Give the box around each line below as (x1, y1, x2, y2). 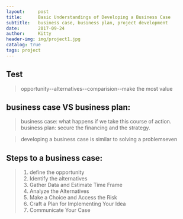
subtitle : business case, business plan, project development (6, 20, 168, 26)
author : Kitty (6, 31, 52, 37)
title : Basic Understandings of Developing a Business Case (6, 14, 171, 20)
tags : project (6, 47, 41, 53)
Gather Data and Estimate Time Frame (29, 182, 123, 189)
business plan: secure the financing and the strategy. (20, 124, 150, 131)
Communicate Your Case (29, 207, 91, 214)
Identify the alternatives (29, 175, 88, 182)
